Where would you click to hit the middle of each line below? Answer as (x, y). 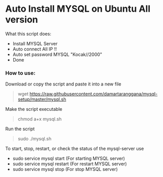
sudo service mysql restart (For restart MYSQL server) (70, 164)
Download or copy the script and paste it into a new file (63, 84)
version (22, 20)
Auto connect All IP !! (35, 49)
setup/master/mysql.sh (42, 99)
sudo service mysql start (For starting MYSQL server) (69, 159)
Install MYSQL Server (35, 43)
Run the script (20, 129)
